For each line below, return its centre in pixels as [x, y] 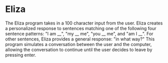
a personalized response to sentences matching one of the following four [81, 28]
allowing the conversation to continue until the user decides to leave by [79, 49]
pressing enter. [21, 55]
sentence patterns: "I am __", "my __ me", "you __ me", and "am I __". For [79, 33]
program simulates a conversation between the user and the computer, [78, 44]
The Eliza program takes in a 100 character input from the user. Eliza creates [84, 23]
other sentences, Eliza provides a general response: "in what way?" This [80, 39]
